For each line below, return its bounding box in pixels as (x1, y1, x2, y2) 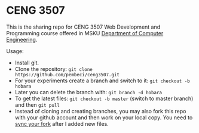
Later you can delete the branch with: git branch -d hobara (14, 88, 163, 95)
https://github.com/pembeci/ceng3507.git (14, 72, 120, 78)
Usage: (6, 47, 24, 54)
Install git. (14, 59, 39, 66)
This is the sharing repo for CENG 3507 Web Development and (6, 23, 161, 30)
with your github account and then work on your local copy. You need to (14, 114, 193, 121)
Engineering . (6, 36, 38, 43)
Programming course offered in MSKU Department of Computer (6, 29, 164, 36)
